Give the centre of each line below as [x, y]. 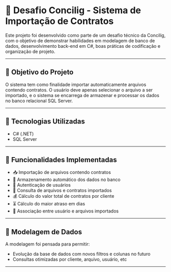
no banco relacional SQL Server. [39, 101]
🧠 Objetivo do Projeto [39, 72]
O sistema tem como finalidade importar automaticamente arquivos [76, 84]
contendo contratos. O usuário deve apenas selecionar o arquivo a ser [79, 90]
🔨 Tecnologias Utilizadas [45, 122]
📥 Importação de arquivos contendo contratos [62, 172]
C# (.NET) [23, 134]
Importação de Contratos [60, 21]
